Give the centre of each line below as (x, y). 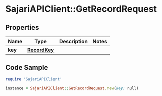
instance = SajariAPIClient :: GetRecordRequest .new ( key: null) (72, 88)
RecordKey (41, 50)
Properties (22, 28)
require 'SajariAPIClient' (34, 79)
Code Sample (27, 68)
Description (73, 42)
